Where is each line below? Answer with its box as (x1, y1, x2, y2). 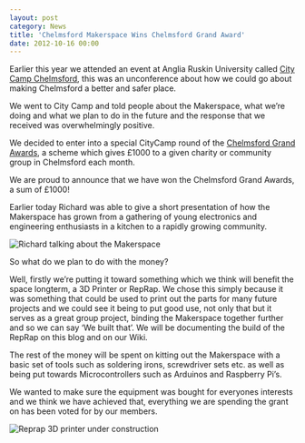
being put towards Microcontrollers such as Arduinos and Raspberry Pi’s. (9, 369, 283, 380)
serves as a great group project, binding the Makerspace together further (9, 313, 284, 324)
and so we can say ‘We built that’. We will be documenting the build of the (9, 322, 286, 333)
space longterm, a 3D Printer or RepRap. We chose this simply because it (9, 284, 284, 295)
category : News (9, 22, 67, 31)
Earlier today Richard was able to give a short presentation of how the (9, 202, 271, 213)
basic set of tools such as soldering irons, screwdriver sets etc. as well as (9, 359, 285, 370)
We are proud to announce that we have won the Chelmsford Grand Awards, (9, 175, 295, 186)
